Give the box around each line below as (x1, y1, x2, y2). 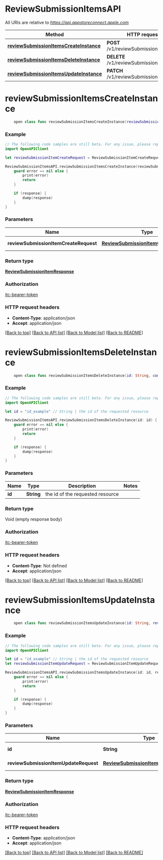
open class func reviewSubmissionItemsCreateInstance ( (14, 119, 127, 124)
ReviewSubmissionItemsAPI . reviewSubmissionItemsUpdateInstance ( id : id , (5, 670, 153, 675)
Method (45, 31, 64, 37)
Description (68, 482, 96, 489)
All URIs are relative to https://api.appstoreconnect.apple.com (5, 19, 129, 25)
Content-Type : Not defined (12, 562, 67, 568)
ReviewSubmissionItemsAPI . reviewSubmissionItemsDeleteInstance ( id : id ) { (5, 418, 158, 423)
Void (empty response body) (5, 516, 62, 522)
